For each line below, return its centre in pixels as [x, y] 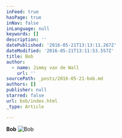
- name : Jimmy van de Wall [45, 67]
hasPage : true [24, 17]
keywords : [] [23, 34]
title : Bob [20, 56]
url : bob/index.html [32, 101]
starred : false [25, 95]
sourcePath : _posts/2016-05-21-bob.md [55, 79]
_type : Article [25, 106]
